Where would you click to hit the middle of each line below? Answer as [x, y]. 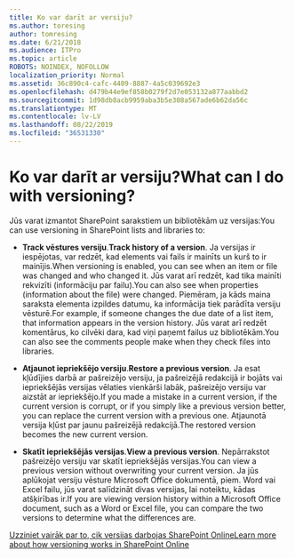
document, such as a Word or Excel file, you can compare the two [143, 508]
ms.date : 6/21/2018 [45, 42]
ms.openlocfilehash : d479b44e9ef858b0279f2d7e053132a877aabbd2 [129, 92]
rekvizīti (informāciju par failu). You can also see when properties [140, 284]
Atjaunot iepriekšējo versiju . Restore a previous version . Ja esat [141, 368]
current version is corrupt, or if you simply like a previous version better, [154, 406]
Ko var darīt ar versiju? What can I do [147, 177]
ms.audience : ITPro [45, 51]
